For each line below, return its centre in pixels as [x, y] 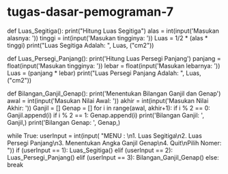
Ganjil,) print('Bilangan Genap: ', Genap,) [64, 122]
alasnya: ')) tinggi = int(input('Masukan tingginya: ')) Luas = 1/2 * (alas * [108, 38]
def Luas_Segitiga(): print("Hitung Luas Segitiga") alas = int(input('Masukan [113, 31]
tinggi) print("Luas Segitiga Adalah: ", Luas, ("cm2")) [81, 45]
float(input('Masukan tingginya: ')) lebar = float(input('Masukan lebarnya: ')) [114, 66]
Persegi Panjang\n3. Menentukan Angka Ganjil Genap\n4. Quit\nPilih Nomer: [114, 143]
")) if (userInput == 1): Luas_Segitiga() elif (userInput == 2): [90, 150]
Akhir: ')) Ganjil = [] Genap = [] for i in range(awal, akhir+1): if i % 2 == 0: [109, 108]
